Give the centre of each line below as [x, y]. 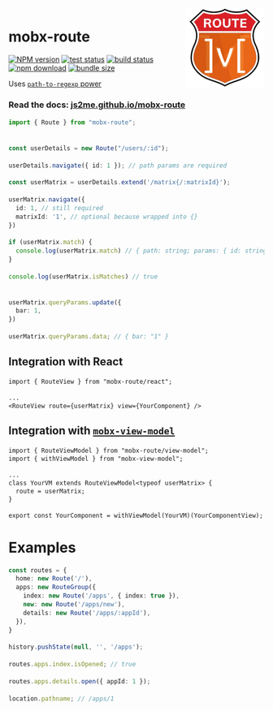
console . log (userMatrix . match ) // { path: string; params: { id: [129, 251]
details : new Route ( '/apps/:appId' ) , [87, 613]
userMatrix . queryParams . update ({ [65, 302]
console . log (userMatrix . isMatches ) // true [83, 276]
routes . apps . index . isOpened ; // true [72, 665]
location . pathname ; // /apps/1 [61, 698]
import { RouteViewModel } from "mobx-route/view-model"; [108, 450]
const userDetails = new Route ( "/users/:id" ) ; [89, 148]
